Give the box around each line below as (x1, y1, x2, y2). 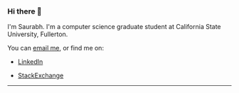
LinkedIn (17, 58, 43, 66)
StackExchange (17, 71, 64, 80)
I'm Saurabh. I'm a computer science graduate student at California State (7, 23, 222, 31)
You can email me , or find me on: (7, 44, 105, 53)
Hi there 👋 (7, 6, 43, 16)
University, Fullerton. (7, 30, 68, 38)
